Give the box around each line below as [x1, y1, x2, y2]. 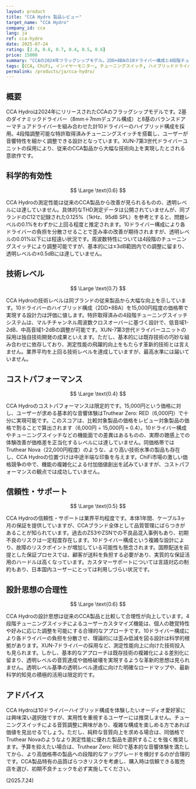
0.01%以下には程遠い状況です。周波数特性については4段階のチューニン [16, 235, 187, 242]
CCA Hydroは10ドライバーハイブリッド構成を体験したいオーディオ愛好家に [6, 706, 186, 713]
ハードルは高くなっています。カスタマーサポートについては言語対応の [16, 558, 184, 565]
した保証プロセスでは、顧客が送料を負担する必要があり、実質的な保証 [16, 551, 185, 558]
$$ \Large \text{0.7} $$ [69, 284, 127, 291]
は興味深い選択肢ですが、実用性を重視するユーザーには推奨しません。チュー [6, 713, 190, 721]
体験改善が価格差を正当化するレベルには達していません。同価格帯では [6, 438, 175, 445]
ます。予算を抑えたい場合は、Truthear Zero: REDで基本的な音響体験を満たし [6, 743, 190, 750]
